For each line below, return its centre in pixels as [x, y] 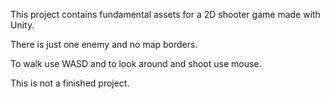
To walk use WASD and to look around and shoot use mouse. [136, 63]
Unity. [22, 25]
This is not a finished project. [70, 83]
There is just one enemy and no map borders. [104, 44]
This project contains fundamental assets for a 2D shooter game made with [165, 14]
